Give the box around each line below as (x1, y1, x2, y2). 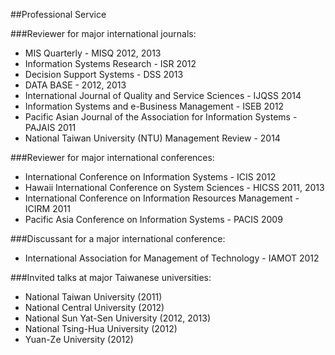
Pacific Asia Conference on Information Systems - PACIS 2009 (24, 214, 283, 225)
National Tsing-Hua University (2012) (24, 323, 178, 334)
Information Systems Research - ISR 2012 (24, 58, 197, 69)
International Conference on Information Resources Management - (24, 192, 300, 204)
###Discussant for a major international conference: (10, 233, 226, 244)
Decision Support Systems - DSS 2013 (24, 69, 184, 80)
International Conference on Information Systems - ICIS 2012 (24, 171, 277, 183)
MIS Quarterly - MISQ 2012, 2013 (24, 47, 162, 59)
